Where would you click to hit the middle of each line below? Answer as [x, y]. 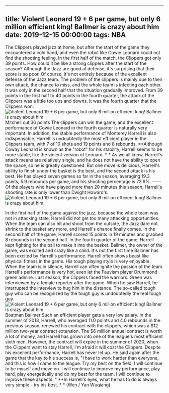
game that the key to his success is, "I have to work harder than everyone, [82, 358]
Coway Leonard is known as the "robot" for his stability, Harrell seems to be [84, 149]
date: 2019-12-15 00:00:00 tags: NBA [66, 35]
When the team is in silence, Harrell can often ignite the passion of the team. [84, 267]
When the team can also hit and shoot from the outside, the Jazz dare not [81, 224]
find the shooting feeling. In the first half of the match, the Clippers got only [83, 58]
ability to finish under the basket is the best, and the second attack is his [80, 170]
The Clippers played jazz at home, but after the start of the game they [77, 47]
